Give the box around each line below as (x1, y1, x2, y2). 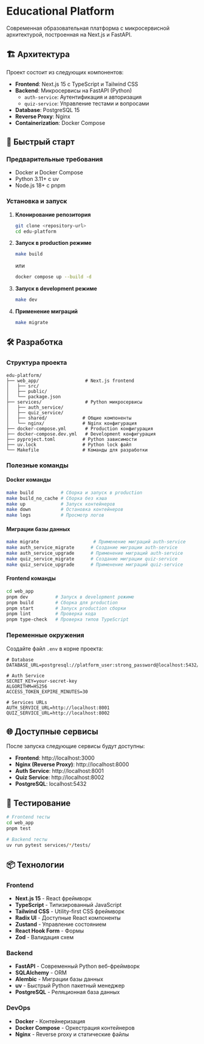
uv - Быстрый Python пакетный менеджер (15, 982, 125, 989)
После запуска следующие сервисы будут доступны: (6, 742, 145, 750)
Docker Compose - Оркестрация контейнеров (15, 1024, 135, 1031)
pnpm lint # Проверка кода (6, 611, 97, 617)
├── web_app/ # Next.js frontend (6, 378, 135, 384)
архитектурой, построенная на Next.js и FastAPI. (6, 30, 132, 38)
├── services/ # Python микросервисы (6, 399, 143, 405)
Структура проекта (6, 358, 67, 367)
